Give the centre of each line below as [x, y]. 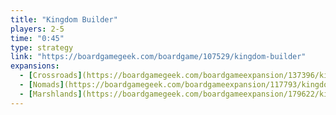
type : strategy [42, 47]
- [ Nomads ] [42, 85]
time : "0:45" [37, 38]
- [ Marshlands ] [51, 94]
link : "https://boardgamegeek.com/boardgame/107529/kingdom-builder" [158, 57]
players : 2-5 [37, 29]
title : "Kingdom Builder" [64, 19]
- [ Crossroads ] [51, 76]
